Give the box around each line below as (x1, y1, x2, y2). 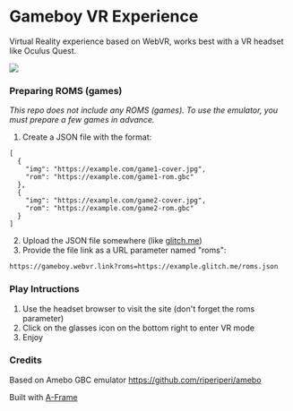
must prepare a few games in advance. (9, 115, 155, 125)
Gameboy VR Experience (9, 6, 199, 27)
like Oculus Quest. (9, 45, 77, 56)
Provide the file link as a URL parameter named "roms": (22, 244, 227, 256)
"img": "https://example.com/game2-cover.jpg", (25, 196, 206, 205)
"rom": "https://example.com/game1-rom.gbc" (25, 173, 194, 182)
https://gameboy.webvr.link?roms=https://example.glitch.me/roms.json (9, 262, 279, 271)
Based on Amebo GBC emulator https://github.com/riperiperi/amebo (9, 374, 262, 385)
